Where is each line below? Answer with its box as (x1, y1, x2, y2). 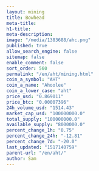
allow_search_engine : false (6, 49, 78, 55)
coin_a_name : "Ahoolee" (6, 82, 67, 89)
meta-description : (6, 32, 53, 38)
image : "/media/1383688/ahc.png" (6, 37, 91, 43)
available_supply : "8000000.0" (6, 122, 86, 128)
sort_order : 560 (6, 65, 47, 72)
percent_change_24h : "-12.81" (6, 133, 83, 139)
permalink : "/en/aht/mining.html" (6, 71, 94, 77)
